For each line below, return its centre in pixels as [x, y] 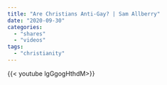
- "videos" [30, 40]
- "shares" [30, 34]
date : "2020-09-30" [36, 21]
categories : [25, 27]
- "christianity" [39, 54]
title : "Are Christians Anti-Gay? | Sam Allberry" [84, 14]
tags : [15, 47]
